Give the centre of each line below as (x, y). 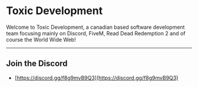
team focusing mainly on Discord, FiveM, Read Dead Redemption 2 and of (96, 33)
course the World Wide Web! (41, 39)
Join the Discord (37, 64)
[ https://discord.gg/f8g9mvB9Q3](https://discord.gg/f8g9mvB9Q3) (96, 78)
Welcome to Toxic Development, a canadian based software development (95, 27)
